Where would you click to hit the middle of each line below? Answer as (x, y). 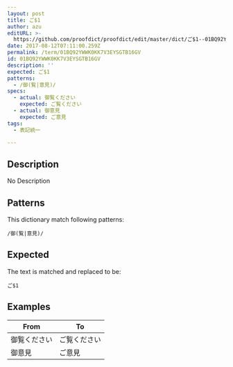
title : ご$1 (24, 20)
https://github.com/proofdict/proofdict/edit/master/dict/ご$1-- (109, 40)
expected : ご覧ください (51, 104)
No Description (29, 181)
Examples (29, 307)
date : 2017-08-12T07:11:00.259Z (54, 46)
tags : (15, 123)
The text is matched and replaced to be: (64, 271)
